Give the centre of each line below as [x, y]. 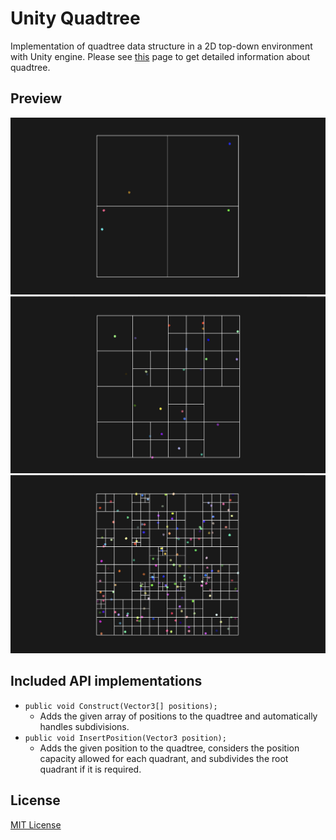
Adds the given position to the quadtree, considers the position [169, 748]
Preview [36, 98]
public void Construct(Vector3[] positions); [121, 706]
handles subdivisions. [84, 726]
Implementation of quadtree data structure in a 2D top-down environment [161, 46]
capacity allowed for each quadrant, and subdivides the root [164, 758]
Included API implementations [106, 681]
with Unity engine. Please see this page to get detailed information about [160, 56]
